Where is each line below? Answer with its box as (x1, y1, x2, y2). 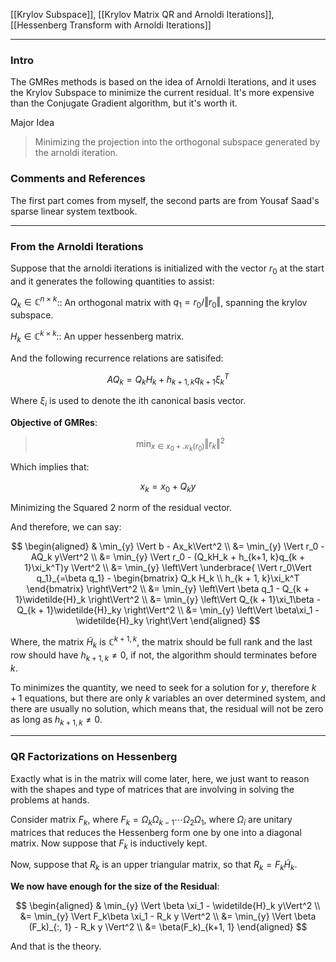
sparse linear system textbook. (10, 205, 138, 217)
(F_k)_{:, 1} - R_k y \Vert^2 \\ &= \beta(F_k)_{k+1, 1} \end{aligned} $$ (28, 921, 308, 933)
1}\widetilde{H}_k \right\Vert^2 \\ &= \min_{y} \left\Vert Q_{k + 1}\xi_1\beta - (14, 594, 322, 606)
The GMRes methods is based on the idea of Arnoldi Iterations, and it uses (10, 76, 317, 88)
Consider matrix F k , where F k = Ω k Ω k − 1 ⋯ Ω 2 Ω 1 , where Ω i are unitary (10, 813, 293, 828)
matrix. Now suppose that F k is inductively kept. (10, 837, 208, 851)
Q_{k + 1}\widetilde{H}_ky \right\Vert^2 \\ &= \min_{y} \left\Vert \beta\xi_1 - (16, 604, 320, 616)
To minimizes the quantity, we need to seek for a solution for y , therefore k (10, 681, 317, 693)
